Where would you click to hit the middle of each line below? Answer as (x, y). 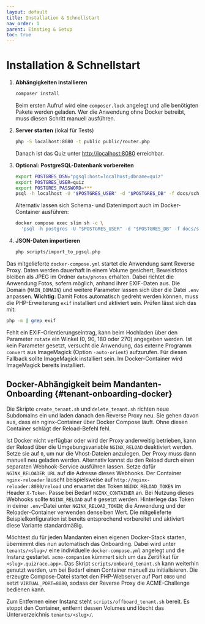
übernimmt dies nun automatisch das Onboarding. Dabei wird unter (91, 543)
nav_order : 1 (23, 23)
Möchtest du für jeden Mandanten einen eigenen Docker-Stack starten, (96, 537)
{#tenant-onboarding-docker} (114, 394)
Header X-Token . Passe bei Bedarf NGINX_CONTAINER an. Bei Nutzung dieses (100, 492)
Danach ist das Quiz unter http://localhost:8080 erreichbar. (90, 153)
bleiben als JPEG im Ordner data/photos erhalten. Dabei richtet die (90, 277)
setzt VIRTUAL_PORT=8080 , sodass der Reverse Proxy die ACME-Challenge (98, 583)
